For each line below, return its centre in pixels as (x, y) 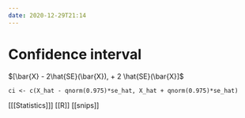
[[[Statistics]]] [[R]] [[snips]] (54, 105)
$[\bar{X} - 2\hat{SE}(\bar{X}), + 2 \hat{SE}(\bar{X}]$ (96, 76)
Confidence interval (75, 54)
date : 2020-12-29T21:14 (47, 15)
